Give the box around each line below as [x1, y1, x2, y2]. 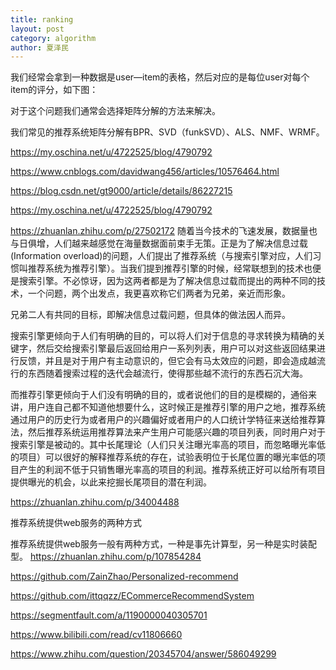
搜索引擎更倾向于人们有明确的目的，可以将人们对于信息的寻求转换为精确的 [10, 330, 317, 342]
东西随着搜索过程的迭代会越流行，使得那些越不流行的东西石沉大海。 [27, 367, 308, 380]
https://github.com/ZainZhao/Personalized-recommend [10, 571, 239, 583]
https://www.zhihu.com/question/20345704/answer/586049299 [10, 648, 277, 660]
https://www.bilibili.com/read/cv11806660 [10, 629, 183, 641]
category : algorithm [10, 33, 97, 43]
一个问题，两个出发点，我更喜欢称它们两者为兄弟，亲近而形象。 [27, 287, 291, 300]
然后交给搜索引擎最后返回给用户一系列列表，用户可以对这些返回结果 [36, 342, 317, 355]
